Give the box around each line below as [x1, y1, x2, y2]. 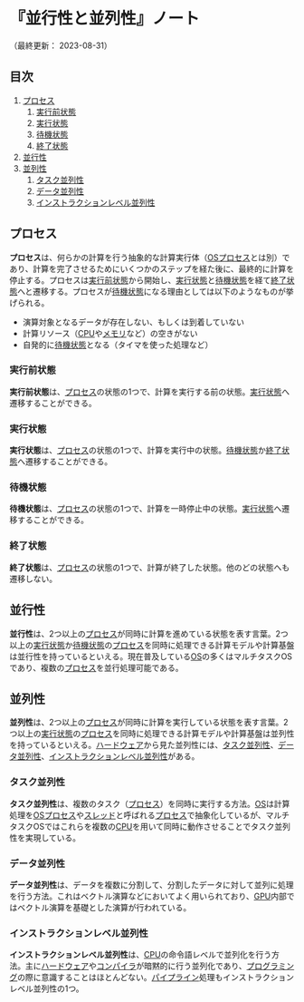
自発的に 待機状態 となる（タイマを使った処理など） [22, 339, 214, 350]
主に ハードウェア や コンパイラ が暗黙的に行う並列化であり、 [24, 960, 247, 971]
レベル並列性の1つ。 [9, 983, 84, 994]
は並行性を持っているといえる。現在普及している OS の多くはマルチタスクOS [9, 650, 292, 662]
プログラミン [246, 960, 295, 971]
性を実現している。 [9, 832, 81, 843]
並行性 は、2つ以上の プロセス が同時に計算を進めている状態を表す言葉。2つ [9, 627, 290, 639]
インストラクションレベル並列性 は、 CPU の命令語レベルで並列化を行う [9, 949, 272, 960]
